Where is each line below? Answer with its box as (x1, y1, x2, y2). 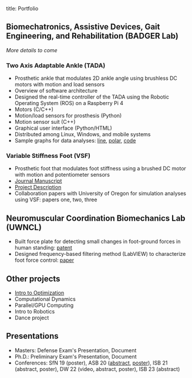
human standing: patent (14, 244, 72, 251)
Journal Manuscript (14, 177, 62, 184)
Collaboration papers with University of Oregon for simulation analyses (14, 190, 187, 197)
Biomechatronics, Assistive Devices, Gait (6, 22, 160, 32)
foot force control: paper (14, 256, 75, 264)
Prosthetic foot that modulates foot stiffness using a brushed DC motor (14, 165, 187, 172)
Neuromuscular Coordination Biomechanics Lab (6, 213, 186, 223)
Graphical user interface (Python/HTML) (14, 124, 113, 131)
